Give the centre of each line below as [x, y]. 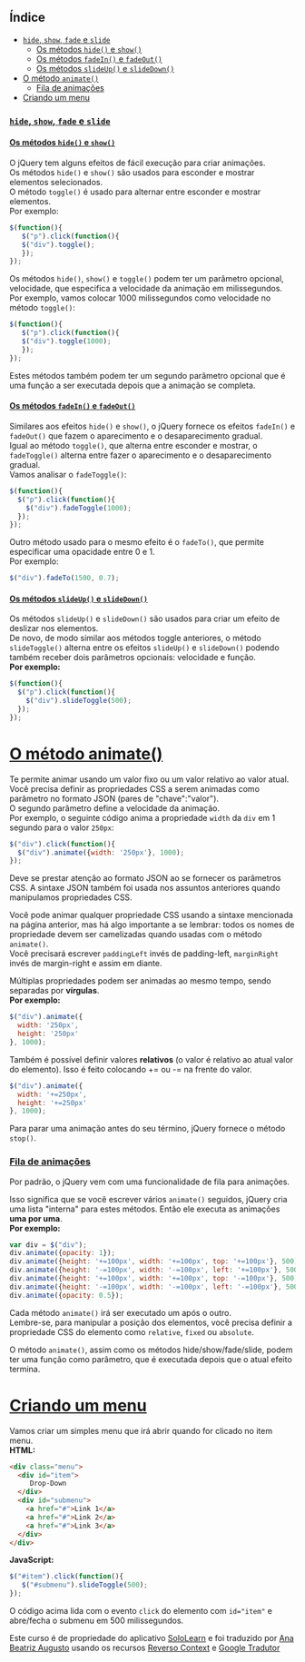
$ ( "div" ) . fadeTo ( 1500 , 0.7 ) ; [64, 579]
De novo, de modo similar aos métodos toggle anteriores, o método [135, 638]
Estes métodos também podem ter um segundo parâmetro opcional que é [148, 375]
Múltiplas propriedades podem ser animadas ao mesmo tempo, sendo [140, 981]
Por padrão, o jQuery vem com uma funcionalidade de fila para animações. [150, 1182]
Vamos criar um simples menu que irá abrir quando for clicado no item [141, 1430]
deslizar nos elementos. [54, 628]
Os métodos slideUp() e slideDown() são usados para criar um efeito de [145, 618]
